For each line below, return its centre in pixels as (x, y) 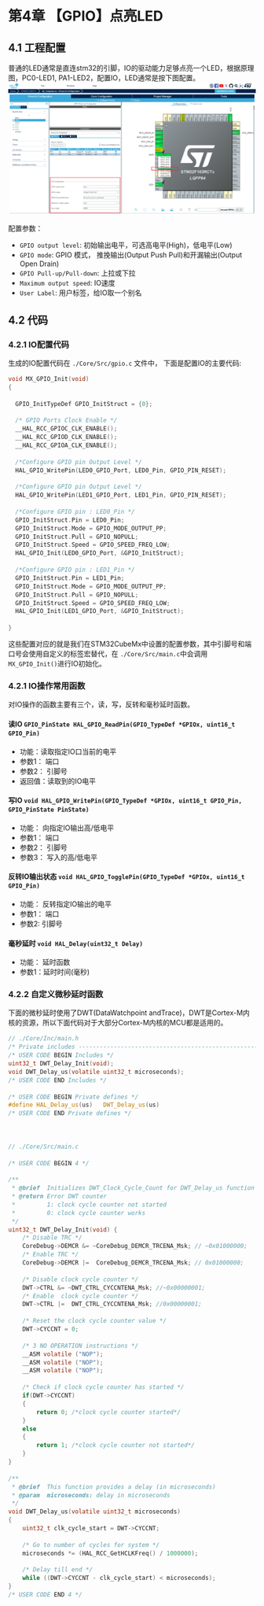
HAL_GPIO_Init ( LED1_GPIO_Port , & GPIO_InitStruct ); (100, 611)
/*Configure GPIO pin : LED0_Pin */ (75, 511)
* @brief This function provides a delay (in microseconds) (114, 1487)
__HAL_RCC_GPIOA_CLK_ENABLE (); (66, 445)
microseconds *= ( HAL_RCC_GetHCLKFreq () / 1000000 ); (110, 1553)
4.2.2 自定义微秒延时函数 (56, 995)
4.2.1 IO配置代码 (38, 345)
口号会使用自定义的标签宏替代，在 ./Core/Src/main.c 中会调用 (108, 654)
